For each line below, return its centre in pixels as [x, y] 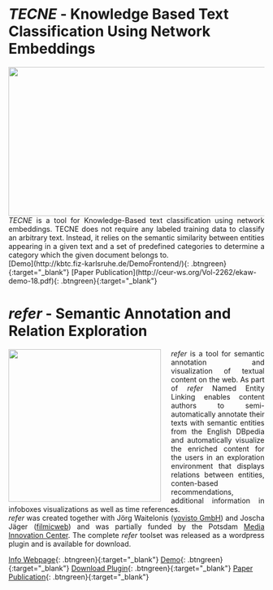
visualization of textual [218, 370]
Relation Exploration [78, 331]
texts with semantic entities [218, 422]
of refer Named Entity [218, 388]
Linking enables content [218, 396]
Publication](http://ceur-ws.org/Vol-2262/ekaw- [176, 272]
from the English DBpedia [218, 431]
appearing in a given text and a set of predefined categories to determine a [136, 246]
